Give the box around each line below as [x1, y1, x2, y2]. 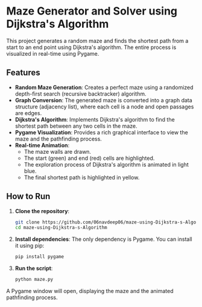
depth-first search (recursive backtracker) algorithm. [14, 90, 147, 97]
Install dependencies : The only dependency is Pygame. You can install [14, 236, 192, 243]
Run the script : [14, 265, 53, 272]
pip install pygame [14, 254, 65, 260]
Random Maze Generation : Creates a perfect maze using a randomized [14, 84, 194, 91]
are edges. [14, 109, 42, 116]
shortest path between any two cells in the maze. [14, 122, 137, 130]
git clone [14, 219, 40, 225]
